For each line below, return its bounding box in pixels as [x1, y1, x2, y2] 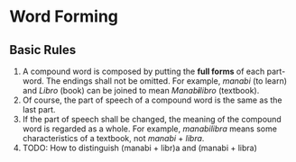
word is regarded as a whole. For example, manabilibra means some [22, 123, 278, 134]
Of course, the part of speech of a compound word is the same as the [22, 94, 282, 105]
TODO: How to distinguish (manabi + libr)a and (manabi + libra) [22, 142, 257, 153]
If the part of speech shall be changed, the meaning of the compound [22, 114, 282, 124]
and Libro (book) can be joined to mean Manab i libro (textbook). [22, 85, 260, 95]
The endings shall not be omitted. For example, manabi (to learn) [45, 76, 287, 86]
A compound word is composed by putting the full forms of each [22, 66, 265, 76]
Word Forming [9, 6, 119, 27]
